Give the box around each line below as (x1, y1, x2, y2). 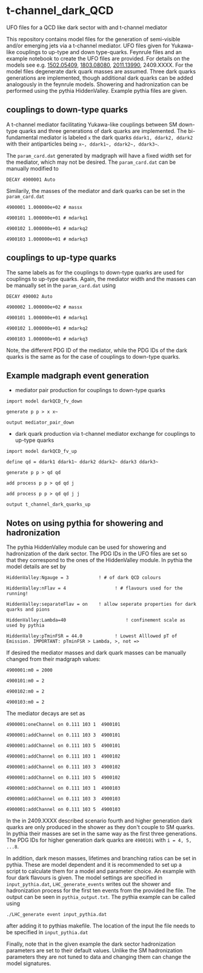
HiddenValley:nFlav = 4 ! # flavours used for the (6, 585, 183, 592)
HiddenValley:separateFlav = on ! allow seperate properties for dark (6, 602, 197, 608)
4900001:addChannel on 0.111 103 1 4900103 (6, 785, 121, 792)
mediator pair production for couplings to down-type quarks (15, 387, 165, 394)
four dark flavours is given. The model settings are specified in (6, 874, 162, 881)
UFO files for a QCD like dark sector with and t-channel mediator (6, 24, 168, 31)
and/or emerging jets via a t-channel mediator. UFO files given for (6, 42, 170, 49)
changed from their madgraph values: (6, 656, 101, 663)
